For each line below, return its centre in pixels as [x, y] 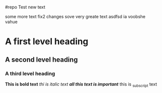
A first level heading [47, 42]
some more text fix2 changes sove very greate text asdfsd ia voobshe [75, 16]
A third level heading [30, 73]
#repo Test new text [25, 7]
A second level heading [41, 59]
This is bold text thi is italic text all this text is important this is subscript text [81, 84]
